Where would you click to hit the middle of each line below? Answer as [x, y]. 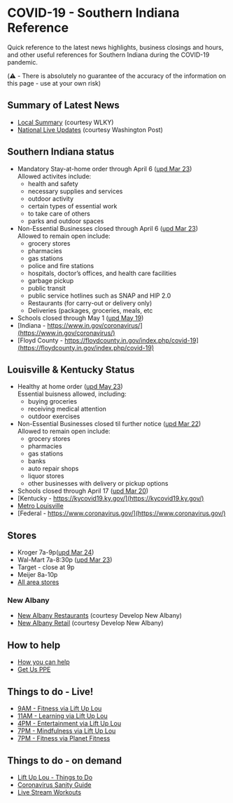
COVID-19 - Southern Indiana [93, 13]
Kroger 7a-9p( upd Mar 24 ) [56, 552]
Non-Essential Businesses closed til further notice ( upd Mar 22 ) [109, 424]
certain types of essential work [72, 206]
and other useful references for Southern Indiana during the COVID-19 [108, 55]
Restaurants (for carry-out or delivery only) [90, 303]
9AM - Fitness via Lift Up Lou [59, 709]
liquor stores [46, 476]
